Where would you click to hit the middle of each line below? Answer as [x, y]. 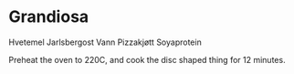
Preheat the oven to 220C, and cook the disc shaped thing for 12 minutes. [147, 59]
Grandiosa [49, 17]
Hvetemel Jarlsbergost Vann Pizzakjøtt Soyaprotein [105, 42]
